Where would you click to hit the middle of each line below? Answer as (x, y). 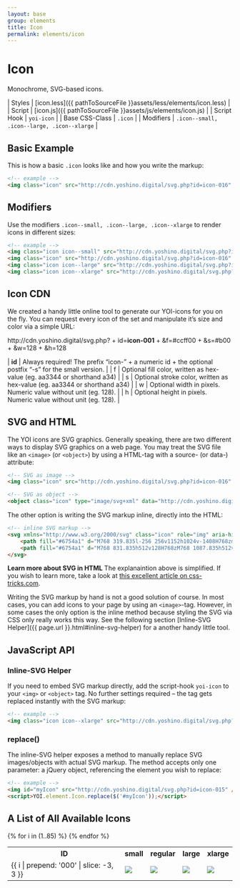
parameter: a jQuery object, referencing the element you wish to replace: (115, 770)
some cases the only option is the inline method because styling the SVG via (120, 612)
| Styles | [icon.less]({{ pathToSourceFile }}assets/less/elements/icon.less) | (119, 103)
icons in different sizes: (42, 232)
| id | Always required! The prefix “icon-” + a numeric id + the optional (110, 361)
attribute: (21, 462)
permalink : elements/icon (46, 34)
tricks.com (23, 584)
